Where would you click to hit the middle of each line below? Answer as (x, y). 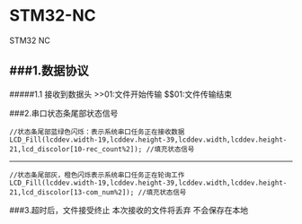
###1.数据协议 (49, 71)
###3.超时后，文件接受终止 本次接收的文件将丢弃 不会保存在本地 (129, 210)
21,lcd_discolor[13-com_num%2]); (72, 192)
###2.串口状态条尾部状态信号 (64, 113)
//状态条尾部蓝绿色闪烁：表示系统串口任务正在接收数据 (97, 132)
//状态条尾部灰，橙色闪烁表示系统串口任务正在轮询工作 (97, 175)
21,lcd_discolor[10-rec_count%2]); (76, 149)
